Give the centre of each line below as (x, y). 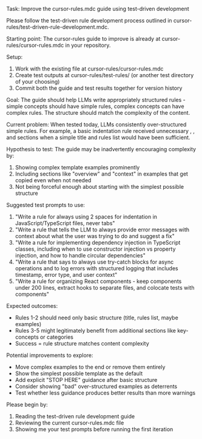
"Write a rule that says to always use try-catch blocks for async (94, 262)
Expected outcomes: (32, 306)
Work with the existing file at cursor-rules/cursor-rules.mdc (89, 69)
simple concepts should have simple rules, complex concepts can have (95, 106)
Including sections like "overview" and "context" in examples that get (101, 174)
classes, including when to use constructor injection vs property (95, 249)
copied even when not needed (53, 180)
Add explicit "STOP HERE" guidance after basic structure (86, 380)
